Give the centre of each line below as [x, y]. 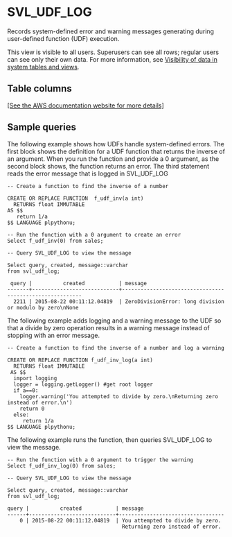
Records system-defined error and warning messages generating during [111, 31]
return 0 [32, 409]
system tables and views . [43, 67]
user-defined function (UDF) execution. [63, 38]
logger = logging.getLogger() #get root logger [83, 384]
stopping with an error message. [54, 335]
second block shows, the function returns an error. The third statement [108, 166]
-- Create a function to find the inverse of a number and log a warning [116, 348]
